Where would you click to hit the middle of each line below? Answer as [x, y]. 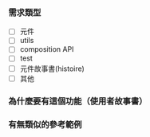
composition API [47, 49]
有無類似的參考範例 [45, 124]
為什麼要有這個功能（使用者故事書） [78, 101]
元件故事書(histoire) [52, 68]
